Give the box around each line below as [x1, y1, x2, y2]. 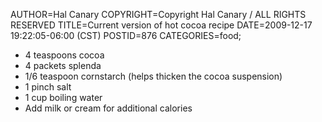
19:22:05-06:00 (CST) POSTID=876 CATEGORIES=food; [10, 30, 242, 41]
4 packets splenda [24, 60, 102, 71]
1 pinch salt [24, 81, 72, 93]
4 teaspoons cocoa [24, 49, 105, 61]
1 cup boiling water [24, 92, 103, 103]
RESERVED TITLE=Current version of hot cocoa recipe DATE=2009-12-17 [10, 19, 313, 31]
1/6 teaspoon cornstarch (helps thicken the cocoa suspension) [24, 70, 283, 82]
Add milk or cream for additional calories [24, 102, 193, 114]
